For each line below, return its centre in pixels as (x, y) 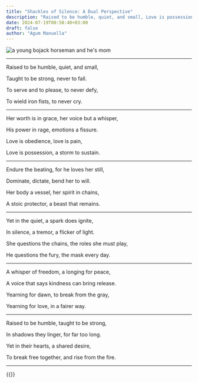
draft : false (22, 28)
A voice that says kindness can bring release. (61, 283)
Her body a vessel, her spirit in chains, (53, 193)
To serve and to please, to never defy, (52, 90)
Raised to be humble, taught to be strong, (57, 323)
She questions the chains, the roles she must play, (67, 244)
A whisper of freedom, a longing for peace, (58, 272)
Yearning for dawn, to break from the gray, (58, 295)
